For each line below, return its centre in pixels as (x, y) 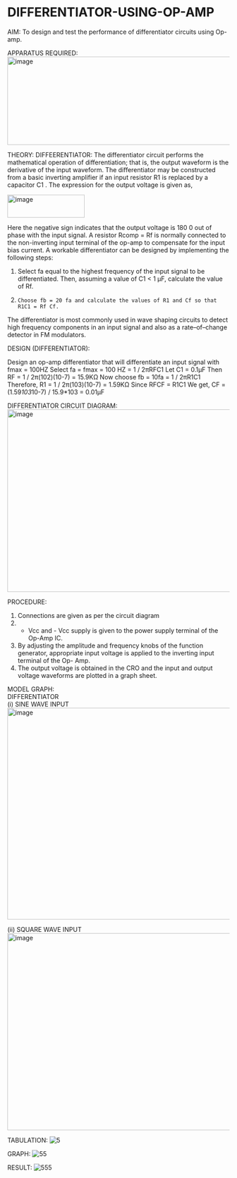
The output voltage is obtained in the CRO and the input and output (115, 668)
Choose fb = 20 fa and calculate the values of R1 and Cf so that (117, 300)
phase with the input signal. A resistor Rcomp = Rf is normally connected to (117, 235)
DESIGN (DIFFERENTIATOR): (49, 348)
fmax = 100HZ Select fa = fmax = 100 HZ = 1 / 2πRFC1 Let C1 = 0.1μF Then (115, 369)
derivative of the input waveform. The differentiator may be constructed (112, 169)
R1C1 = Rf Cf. (38, 306)
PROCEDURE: (27, 602)
